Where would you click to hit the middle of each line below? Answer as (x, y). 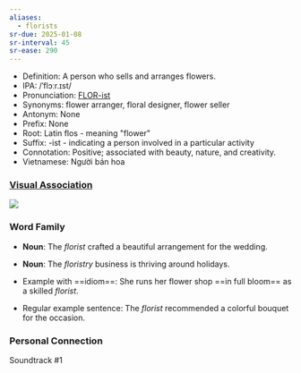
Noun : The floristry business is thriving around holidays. (126, 264)
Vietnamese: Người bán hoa (73, 162)
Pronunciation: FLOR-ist (66, 96)
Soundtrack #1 (36, 360)
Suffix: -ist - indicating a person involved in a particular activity (138, 143)
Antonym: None (51, 114)
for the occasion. (53, 318)
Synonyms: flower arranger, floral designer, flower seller (126, 105)
